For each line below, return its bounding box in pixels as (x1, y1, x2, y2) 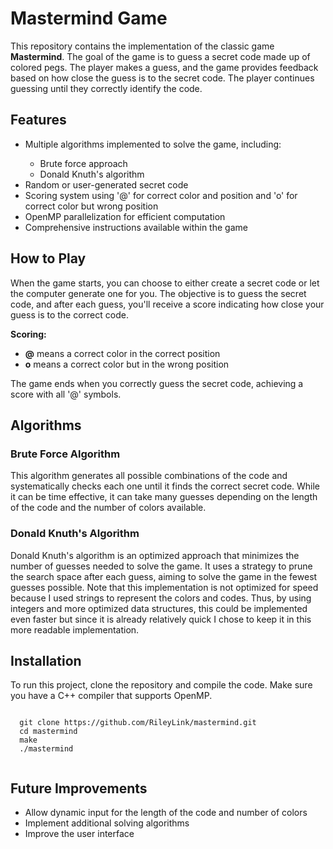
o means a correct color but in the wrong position (24, 358, 230, 370)
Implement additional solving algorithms (24, 817, 190, 829)
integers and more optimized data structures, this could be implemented (10, 602, 308, 614)
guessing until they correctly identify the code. (10, 82, 203, 94)
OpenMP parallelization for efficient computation (24, 210, 226, 222)
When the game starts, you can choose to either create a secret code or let (10, 277, 320, 289)
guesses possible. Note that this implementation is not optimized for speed (10, 581, 319, 593)
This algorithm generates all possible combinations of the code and (10, 470, 288, 482)
